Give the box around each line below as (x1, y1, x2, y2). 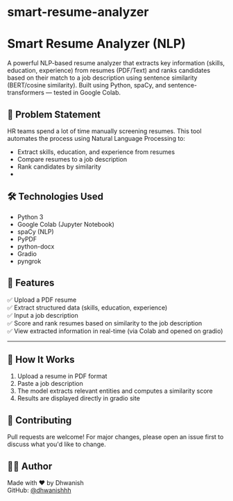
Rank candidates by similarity (17, 162, 102, 171)
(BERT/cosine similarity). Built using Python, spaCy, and (7, 81, 166, 90)
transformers (7, 88, 45, 97)
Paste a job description (17, 380, 83, 388)
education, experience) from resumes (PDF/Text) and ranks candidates (7, 67, 211, 75)
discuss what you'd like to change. (7, 440, 106, 448)
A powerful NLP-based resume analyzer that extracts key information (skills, (7, 59, 225, 67)
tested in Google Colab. (53, 88, 121, 97)
